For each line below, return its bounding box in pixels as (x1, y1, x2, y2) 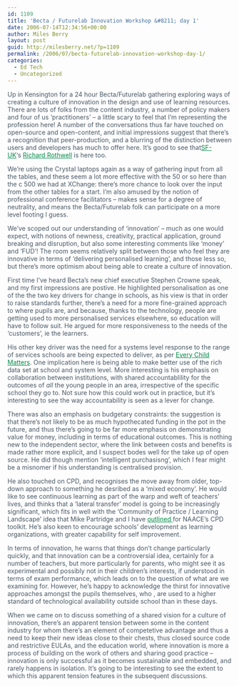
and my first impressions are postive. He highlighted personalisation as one (7, 283, 229, 292)
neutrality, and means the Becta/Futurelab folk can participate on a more (7, 202, 220, 211)
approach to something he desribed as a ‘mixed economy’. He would (25, 484, 227, 493)
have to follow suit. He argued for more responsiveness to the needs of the (7, 321, 228, 329)
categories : (7, 57, 43, 64)
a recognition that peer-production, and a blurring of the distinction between (7, 135, 232, 144)
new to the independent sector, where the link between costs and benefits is (7, 440, 233, 449)
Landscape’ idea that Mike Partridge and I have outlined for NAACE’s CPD (7, 514, 224, 523)
